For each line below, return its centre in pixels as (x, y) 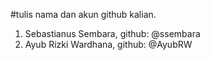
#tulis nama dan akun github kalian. (83, 14)
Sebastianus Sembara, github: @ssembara (112, 33)
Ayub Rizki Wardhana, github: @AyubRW (108, 44)
